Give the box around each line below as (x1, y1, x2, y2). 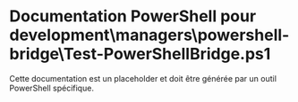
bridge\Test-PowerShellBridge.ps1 (9, 44, 271, 64)
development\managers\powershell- (9, 25, 290, 45)
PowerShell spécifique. (9, 82, 94, 93)
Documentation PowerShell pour (9, 6, 257, 27)
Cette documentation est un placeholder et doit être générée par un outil (9, 73, 277, 83)
